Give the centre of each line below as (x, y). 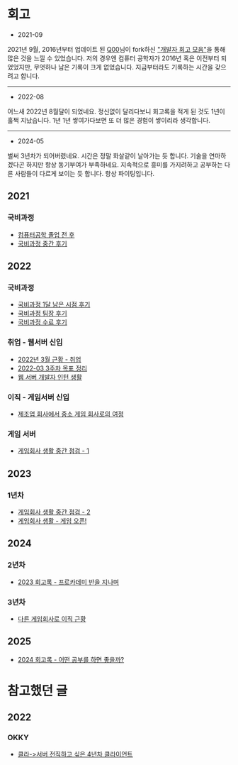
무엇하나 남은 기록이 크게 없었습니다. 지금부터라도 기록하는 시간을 (124, 67)
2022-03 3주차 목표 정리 (52, 368)
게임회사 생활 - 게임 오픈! (52, 521)
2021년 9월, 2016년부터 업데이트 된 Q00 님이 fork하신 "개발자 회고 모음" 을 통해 (117, 49)
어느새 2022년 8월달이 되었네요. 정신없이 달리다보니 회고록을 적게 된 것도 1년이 (116, 111)
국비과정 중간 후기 (42, 243)
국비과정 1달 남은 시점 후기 (54, 304)
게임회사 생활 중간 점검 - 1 (53, 451)
